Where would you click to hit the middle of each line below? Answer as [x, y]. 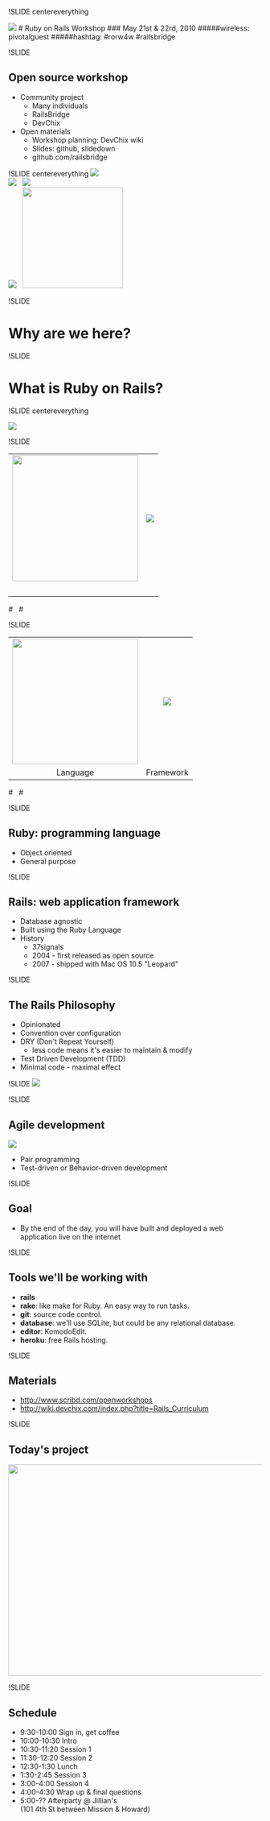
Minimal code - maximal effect [70, 1067]
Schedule [33, 1713]
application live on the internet [70, 1236]
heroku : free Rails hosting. [64, 1339]
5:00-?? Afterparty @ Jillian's [69, 1800]
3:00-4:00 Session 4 [55, 1784]
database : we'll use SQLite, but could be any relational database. [128, 1322]
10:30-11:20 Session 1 [55, 1749]
